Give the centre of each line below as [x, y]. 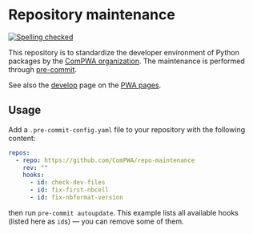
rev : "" [35, 167]
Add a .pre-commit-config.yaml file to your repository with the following [127, 129]
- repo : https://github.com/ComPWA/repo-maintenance [105, 160]
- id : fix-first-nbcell [69, 190]
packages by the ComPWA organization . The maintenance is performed [127, 61]
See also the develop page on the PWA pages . [85, 85]
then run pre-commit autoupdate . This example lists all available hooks [123, 212]
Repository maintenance [92, 15]
